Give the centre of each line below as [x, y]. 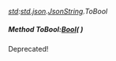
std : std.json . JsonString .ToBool [58, 11]
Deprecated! [28, 48]
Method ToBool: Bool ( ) [46, 29]
